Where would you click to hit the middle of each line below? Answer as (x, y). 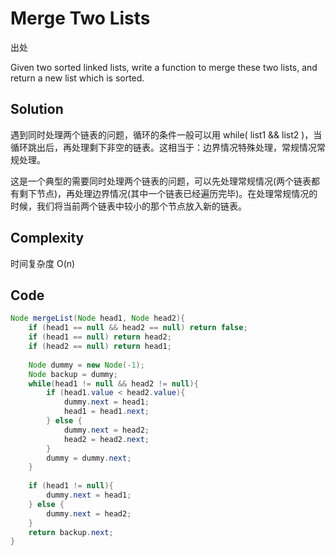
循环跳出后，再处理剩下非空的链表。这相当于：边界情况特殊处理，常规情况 (163, 147)
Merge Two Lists (80, 18)
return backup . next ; (71, 532)
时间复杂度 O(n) (43, 263)
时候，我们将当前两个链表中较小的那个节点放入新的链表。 (128, 206)
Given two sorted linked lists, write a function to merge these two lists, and (164, 67)
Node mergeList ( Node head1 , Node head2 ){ (98, 318)
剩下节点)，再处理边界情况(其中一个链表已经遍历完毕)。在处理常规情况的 (168, 193)
